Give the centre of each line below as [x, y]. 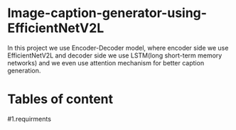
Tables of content [60, 99]
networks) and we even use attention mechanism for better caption [106, 63]
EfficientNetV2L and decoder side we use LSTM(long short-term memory [115, 55]
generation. [24, 70]
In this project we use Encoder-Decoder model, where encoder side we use [118, 48]
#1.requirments [29, 119]
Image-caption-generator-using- [107, 13]
